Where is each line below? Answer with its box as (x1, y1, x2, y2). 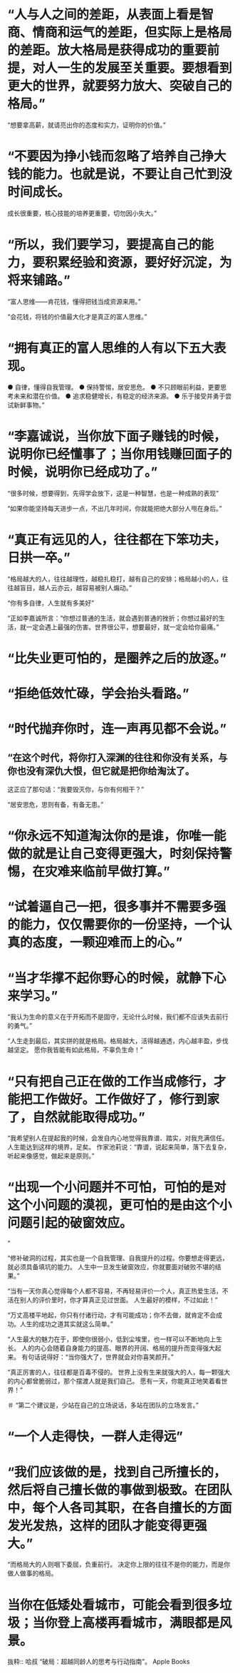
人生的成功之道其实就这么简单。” (19, 1320, 114, 1328)
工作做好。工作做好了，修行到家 (32, 1091, 220, 1107)
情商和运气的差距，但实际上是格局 (32, 24, 233, 41)
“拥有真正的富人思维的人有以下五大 (7, 340, 214, 356)
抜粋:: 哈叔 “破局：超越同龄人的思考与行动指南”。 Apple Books (7, 1657, 190, 1666)
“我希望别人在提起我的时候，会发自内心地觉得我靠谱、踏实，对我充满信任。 (7, 1134, 229, 1142)
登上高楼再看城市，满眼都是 (57, 1614, 220, 1631)
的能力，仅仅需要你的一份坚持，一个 (7, 917, 220, 933)
